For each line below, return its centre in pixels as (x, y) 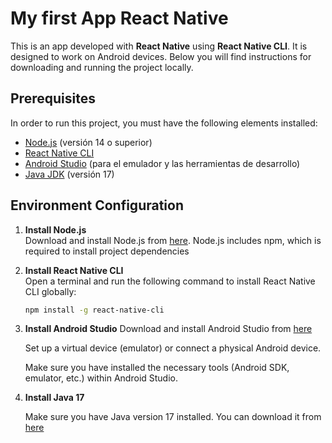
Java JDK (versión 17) (69, 174)
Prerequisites (53, 98)
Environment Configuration (97, 205)
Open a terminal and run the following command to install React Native (170, 281)
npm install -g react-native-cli (94, 310)
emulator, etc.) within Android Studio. (101, 378)
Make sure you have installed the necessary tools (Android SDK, (157, 368)
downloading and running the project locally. (102, 67)
